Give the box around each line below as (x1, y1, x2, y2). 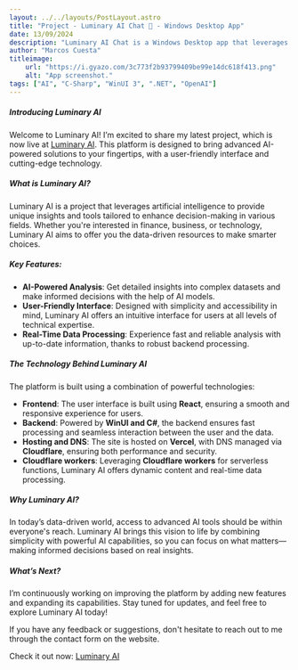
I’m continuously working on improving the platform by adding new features (9, 588, 286, 599)
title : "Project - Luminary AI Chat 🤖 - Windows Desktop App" (9, 21, 245, 30)
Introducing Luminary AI (9, 107, 102, 118)
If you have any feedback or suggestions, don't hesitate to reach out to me (9, 625, 283, 635)
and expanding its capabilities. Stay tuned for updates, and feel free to (9, 598, 267, 609)
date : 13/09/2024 (9, 29, 74, 38)
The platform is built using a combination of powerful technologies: (9, 380, 255, 392)
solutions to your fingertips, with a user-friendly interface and (43, 148, 270, 159)
